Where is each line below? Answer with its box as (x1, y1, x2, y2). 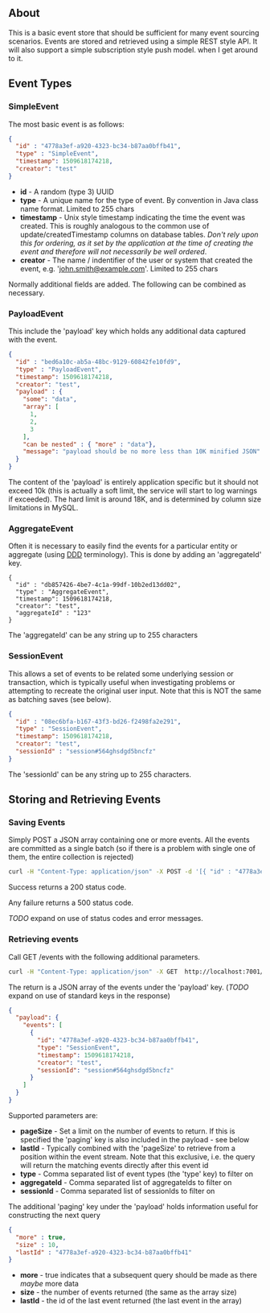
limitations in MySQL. (8, 503, 79, 513)
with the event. (8, 335, 58, 345)
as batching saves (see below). (8, 694, 112, 704)
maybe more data (19, 1279, 79, 1289)
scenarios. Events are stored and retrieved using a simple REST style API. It (8, 36, 258, 46)
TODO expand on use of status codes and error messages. (8, 914, 203, 923)
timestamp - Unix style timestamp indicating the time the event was (19, 213, 246, 222)
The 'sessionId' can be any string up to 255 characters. (8, 769, 191, 779)
